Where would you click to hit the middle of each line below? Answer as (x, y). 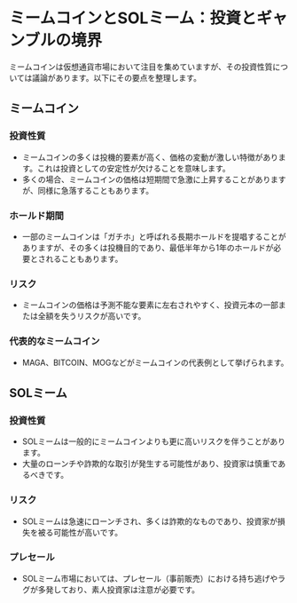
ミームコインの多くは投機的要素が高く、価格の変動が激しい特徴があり (150, 157)
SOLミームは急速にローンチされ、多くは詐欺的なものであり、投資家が (149, 521)
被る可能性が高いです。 (80, 532)
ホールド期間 (37, 216)
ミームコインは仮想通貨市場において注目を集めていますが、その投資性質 (141, 67)
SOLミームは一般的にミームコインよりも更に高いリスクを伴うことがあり (154, 441)
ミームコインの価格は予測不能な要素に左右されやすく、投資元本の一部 (150, 305)
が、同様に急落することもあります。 (88, 190)
